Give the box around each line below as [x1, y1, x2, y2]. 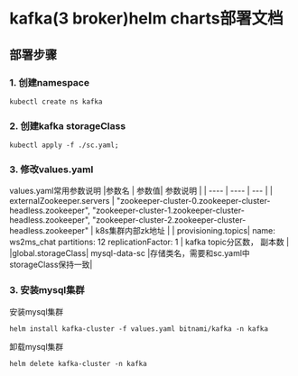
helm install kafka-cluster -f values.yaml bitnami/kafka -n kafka [9, 324, 269, 334]
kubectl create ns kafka [9, 96, 103, 106]
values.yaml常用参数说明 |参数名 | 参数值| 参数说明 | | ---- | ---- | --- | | [9, 186, 274, 197]
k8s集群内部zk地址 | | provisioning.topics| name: [95, 225, 275, 236]
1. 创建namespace [9, 76, 90, 88]
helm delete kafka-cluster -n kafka [9, 359, 147, 368]
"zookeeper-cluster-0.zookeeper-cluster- [116, 196, 271, 206]
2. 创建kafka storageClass [9, 119, 126, 132]
